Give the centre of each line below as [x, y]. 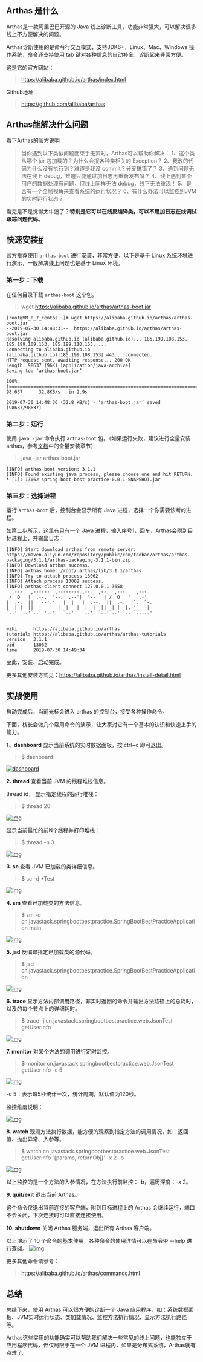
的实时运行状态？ [42, 198]
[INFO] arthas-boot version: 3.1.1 [51, 469]
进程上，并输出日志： [38, 538]
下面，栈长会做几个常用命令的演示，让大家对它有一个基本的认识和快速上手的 [101, 725]
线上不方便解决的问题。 [35, 34]
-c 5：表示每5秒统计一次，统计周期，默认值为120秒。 [73, 1094]
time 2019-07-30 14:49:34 [46, 650]
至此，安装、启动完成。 [35, 662]
